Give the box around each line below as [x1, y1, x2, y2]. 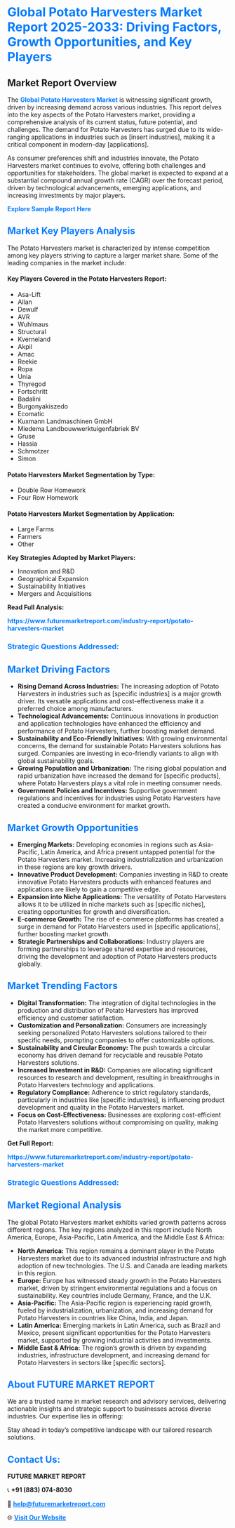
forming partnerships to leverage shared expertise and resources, [17, 945, 208, 953]
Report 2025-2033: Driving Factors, [7, 19, 222, 35]
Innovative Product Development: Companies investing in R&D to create [17, 870, 229, 878]
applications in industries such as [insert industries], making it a [31, 133, 215, 141]
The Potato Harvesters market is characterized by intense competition [7, 244, 210, 252]
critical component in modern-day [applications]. [7, 140, 149, 148]
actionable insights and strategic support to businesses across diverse [7, 1404, 212, 1413]
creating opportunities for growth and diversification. [17, 907, 170, 916]
